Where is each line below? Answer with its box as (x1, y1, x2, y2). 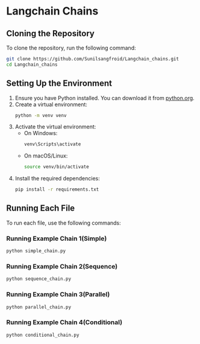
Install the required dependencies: (14, 175, 101, 182)
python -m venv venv (14, 112, 67, 118)
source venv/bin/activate (23, 164, 89, 170)
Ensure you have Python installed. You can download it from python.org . (14, 94, 195, 101)
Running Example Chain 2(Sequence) (6, 262, 118, 270)
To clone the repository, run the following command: (6, 44, 136, 51)
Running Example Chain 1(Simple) (6, 234, 107, 243)
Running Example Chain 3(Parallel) (6, 290, 110, 299)
